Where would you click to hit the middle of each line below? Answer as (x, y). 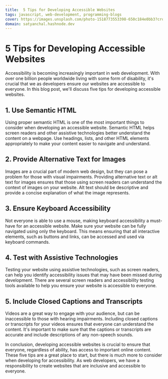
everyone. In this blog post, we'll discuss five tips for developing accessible (83, 89)
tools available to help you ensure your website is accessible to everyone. (81, 286)
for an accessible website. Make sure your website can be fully (81, 226)
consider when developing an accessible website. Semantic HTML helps (80, 128)
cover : (12, 19)
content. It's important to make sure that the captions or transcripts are (78, 329)
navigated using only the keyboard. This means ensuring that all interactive (82, 231)
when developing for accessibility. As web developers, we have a (72, 360)
